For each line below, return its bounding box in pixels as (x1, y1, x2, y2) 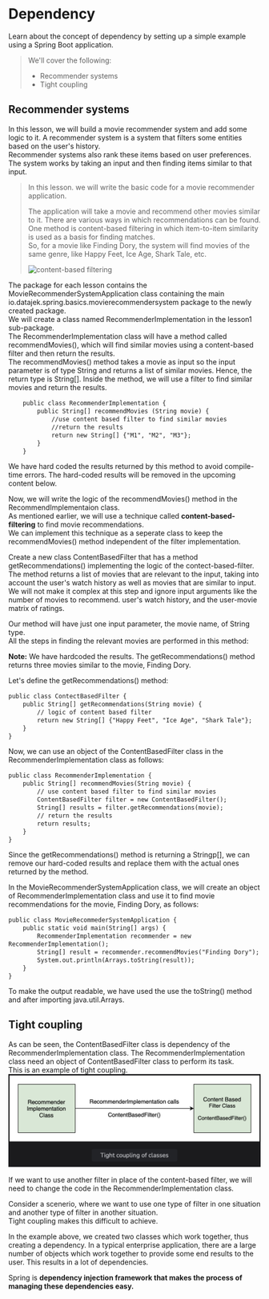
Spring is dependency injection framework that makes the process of (8, 1273, 243, 1282)
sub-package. (8, 323, 54, 332)
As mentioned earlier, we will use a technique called (8, 511, 180, 520)
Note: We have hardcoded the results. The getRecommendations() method (8, 651, 255, 661)
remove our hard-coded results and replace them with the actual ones (8, 858, 239, 868)
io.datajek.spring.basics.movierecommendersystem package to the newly (8, 297, 252, 307)
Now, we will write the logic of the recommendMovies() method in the (8, 494, 238, 503)
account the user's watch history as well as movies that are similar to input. (8, 577, 256, 587)
